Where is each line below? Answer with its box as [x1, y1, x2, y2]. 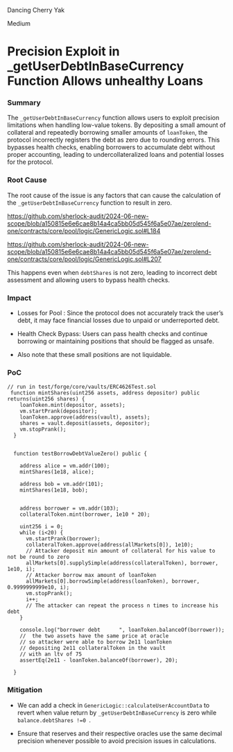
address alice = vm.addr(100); [19, 462, 110, 469]
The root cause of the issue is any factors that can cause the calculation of [7, 191, 221, 199]
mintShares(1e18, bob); [19, 487, 89, 494]
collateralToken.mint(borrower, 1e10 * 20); [19, 511, 150, 518]
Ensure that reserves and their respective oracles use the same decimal [17, 729, 223, 737]
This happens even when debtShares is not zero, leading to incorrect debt [7, 268, 217, 276]
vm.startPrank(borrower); [25, 535, 101, 542]
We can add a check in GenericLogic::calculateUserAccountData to [17, 701, 210, 709]
